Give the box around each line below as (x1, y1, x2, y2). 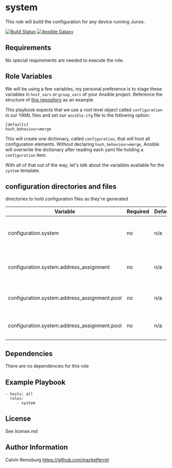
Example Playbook (5, 377, 66, 387)
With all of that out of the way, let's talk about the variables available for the (5, 161, 165, 168)
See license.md (5, 428, 38, 434)
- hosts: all (5, 391, 33, 397)
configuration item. (5, 152, 47, 158)
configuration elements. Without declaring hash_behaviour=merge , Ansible (5, 141, 160, 147)
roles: (10, 396, 24, 401)
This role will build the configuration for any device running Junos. (5, 19, 145, 25)
